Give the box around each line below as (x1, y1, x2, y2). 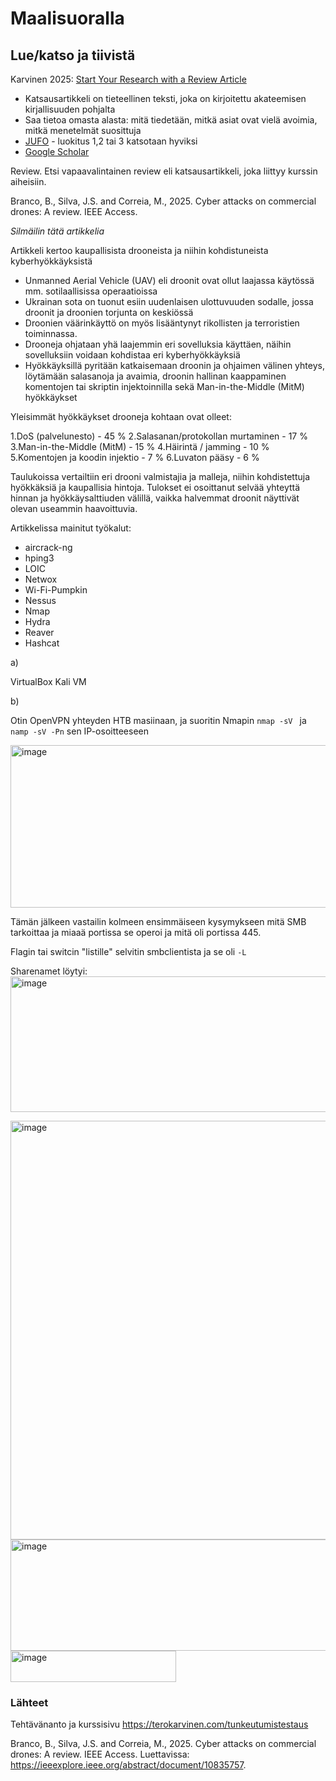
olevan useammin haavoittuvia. (10, 503, 138, 514)
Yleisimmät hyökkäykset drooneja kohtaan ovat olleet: (10, 411, 232, 422)
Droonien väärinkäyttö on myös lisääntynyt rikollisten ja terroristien (24, 317, 300, 329)
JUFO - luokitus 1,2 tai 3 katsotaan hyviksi (24, 135, 198, 147)
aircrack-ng (24, 542, 73, 553)
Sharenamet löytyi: (10, 965, 88, 977)
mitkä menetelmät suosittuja (24, 125, 142, 136)
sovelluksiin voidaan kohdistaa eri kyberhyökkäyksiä (24, 349, 241, 361)
